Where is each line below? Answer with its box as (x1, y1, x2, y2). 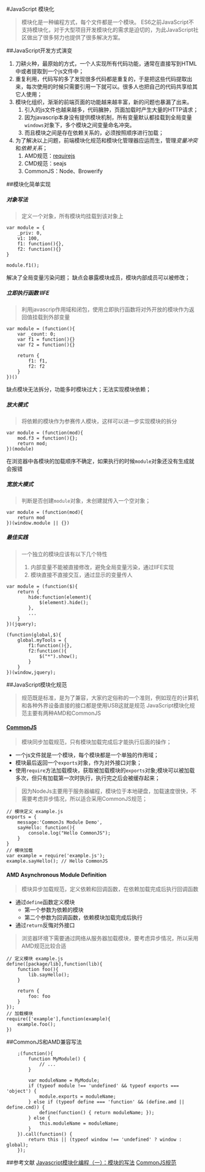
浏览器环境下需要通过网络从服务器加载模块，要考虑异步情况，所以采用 (21, 935, 199, 942)
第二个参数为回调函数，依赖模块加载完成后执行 (24, 914, 143, 921)
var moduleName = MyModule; (28, 1077, 100, 1084)
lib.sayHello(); (28, 972, 70, 978)
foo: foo (28, 993, 51, 1000)
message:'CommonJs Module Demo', (17, 819, 103, 825)
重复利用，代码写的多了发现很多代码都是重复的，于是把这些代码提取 (15, 76, 187, 82)
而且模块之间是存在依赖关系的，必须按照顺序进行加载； (24, 129, 164, 136)
